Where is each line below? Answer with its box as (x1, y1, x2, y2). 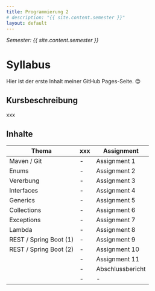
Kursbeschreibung (6, 95, 78, 106)
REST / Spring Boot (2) (9, 245, 74, 254)
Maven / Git (9, 156, 42, 165)
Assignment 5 (96, 196, 136, 204)
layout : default (6, 20, 47, 26)
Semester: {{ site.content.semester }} (6, 37, 99, 44)
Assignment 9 (96, 235, 136, 243)
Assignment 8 (96, 225, 136, 234)
